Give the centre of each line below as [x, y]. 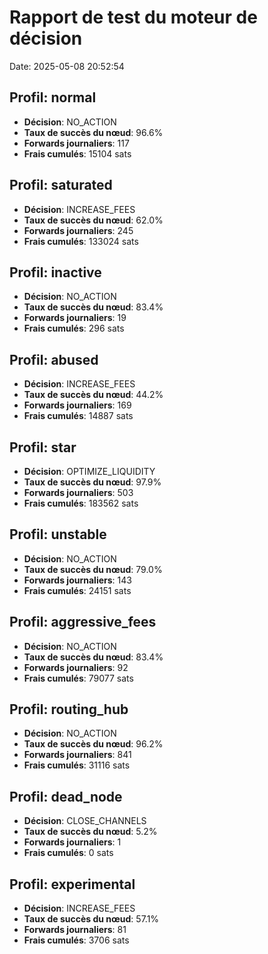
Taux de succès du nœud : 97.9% [92, 482]
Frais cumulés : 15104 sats [77, 153]
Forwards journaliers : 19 [75, 318]
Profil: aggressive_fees [83, 622]
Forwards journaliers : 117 [76, 143]
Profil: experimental [72, 884]
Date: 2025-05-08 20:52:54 [67, 66]
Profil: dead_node [66, 796]
